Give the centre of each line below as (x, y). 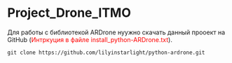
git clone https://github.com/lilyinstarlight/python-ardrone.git (106, 52)
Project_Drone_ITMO (69, 13)
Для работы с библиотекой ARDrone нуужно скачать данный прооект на (116, 32)
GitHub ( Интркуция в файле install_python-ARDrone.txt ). (90, 39)
